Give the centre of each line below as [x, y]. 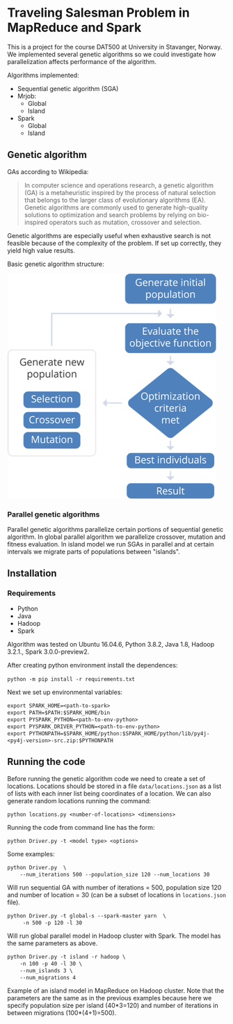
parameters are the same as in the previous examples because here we [110, 998]
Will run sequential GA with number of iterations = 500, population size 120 [114, 887]
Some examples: [31, 853]
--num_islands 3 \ [46, 970]
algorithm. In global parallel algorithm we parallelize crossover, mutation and [116, 537]
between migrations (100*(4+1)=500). [62, 1013]
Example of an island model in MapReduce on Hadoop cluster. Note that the [116, 991]
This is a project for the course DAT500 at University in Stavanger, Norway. [115, 47]
